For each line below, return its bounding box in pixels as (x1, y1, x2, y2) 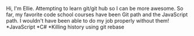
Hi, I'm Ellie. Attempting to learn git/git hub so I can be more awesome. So (6, 5, 183, 12)
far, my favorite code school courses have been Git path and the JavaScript (6, 11, 188, 18)
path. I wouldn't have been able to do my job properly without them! (6, 17, 169, 24)
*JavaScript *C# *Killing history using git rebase (6, 23, 124, 30)
